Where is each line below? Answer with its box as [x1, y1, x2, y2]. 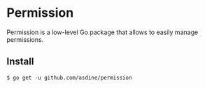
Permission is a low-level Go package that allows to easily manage [6, 28, 199, 36]
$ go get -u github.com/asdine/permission [6, 74, 132, 81]
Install [6, 56, 34, 68]
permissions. [6, 35, 44, 43]
